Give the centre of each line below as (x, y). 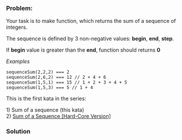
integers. (17, 27)
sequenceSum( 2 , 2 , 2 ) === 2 (38, 72)
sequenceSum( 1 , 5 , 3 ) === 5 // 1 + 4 (50, 88)
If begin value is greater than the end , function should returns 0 (83, 50)
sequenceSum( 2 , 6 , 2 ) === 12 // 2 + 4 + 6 (56, 78)
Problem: (19, 8)
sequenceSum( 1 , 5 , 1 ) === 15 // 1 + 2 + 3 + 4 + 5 (67, 83)
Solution (18, 132)
